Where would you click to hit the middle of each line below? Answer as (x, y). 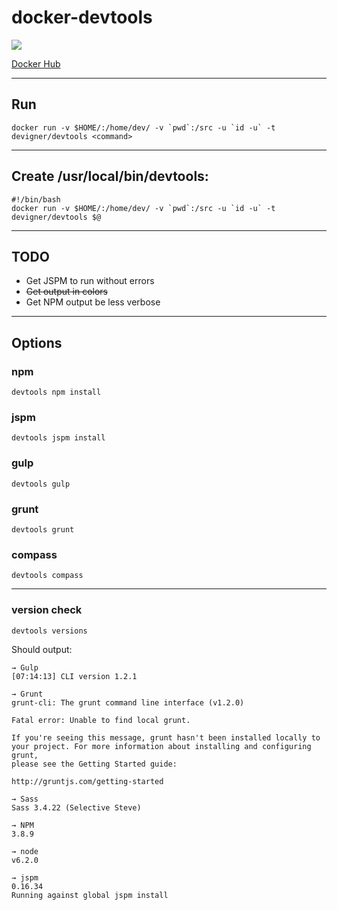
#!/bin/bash (36, 199)
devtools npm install (56, 392)
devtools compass (47, 576)
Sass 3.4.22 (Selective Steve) (76, 807)
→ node (25, 851)
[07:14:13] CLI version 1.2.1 (74, 676)
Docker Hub (36, 63)
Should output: (42, 649)
